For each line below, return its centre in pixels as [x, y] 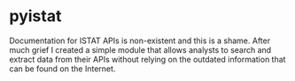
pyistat [35, 16]
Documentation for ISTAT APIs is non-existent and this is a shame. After [140, 40]
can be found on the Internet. [62, 69]
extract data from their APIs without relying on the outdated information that [147, 59]
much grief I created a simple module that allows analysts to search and [140, 49]
